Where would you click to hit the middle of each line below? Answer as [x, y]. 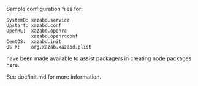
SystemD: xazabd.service [38, 20]
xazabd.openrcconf [55, 36]
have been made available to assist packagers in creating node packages [99, 58]
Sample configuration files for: [44, 9]
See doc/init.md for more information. [54, 77]
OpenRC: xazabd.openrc [37, 31]
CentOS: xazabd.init [34, 42]
